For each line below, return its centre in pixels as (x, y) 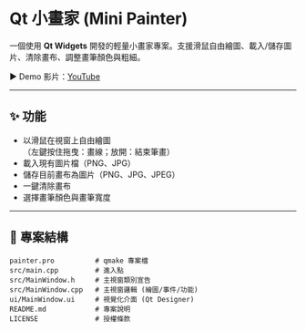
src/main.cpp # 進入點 (67, 270)
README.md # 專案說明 (70, 309)
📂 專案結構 (39, 238)
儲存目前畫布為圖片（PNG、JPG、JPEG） (101, 174)
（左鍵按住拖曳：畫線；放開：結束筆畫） (98, 151)
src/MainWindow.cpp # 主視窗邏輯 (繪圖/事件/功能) (104, 290)
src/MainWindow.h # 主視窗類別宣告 (80, 280)
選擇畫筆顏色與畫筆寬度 (66, 197)
